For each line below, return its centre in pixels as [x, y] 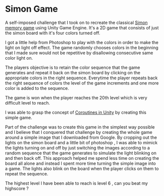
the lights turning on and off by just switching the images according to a [78, 148]
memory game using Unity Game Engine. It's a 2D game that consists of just [82, 27]
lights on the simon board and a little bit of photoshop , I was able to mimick [81, 142]
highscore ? [17, 188]
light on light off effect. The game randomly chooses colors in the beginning [82, 47]
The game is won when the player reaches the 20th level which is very [76, 98]
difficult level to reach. [28, 103]
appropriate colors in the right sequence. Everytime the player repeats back [82, 78]
